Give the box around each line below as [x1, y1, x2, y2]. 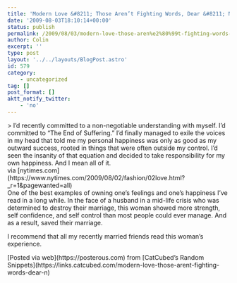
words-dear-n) [7, 268, 51, 277]
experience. [7, 239, 42, 248]
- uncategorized [20, 75, 68, 83]
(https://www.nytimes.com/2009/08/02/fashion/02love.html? [7, 173, 186, 182]
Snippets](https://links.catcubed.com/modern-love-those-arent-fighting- [7, 260, 220, 269]
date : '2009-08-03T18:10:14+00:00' [7, 17, 112, 24]
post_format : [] [7, 89, 55, 96]
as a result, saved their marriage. [7, 218, 103, 227]
